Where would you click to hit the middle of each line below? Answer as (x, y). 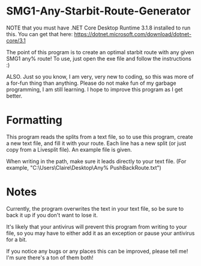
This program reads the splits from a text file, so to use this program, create (100, 137)
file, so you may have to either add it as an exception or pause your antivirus (100, 233)
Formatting (34, 120)
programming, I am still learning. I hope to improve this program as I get (94, 89)
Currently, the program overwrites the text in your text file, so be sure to (95, 208)
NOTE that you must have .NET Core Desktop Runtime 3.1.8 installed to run (98, 28)
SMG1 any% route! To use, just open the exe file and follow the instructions (99, 58)
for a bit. (16, 240)
